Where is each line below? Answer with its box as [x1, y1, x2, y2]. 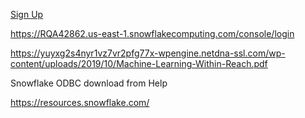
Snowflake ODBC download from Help [10, 77, 168, 89]
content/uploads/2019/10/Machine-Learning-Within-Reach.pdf [10, 58, 268, 69]
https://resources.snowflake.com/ [10, 97, 150, 108]
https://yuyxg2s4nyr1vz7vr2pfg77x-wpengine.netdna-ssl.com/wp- [10, 47, 286, 59]
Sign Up [10, 9, 44, 20]
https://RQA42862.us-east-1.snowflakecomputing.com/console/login [10, 28, 295, 39]
